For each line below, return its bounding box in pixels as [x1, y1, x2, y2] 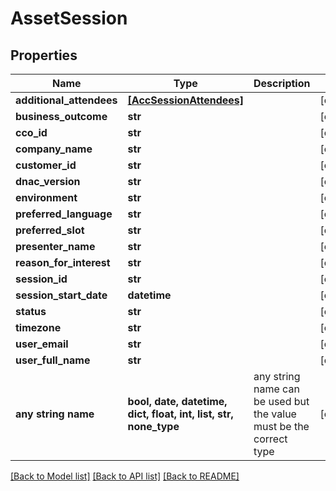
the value [253, 407, 297, 421]
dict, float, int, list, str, [127, 407, 234, 421]
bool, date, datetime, [127, 395, 228, 408]
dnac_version [15, 175, 81, 188]
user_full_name [15, 353, 91, 367]
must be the [253, 420, 310, 433]
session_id [15, 272, 68, 286]
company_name [15, 142, 93, 156]
